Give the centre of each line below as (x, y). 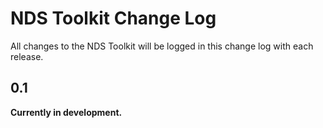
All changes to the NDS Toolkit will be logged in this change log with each (162, 46)
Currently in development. (66, 112)
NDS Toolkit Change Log (113, 18)
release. (27, 56)
